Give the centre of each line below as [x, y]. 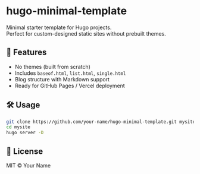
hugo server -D [25, 133]
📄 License [25, 151]
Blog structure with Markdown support [62, 79]
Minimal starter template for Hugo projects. [59, 27]
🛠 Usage [23, 105]
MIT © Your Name [29, 165]
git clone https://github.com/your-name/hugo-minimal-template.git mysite [101, 122]
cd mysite [18, 127]
